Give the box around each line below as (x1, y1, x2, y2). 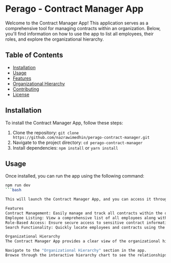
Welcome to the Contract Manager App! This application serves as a (5, 20, 149, 26)
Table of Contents (5, 51, 64, 60)
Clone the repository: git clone (12, 129, 79, 135)
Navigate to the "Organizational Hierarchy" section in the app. (5, 248, 147, 253)
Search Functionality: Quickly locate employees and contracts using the (5, 225, 165, 230)
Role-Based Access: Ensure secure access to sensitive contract (5, 220, 145, 225)
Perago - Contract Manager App (5, 3, 144, 15)
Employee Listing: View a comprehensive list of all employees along (5, 215, 156, 220)
